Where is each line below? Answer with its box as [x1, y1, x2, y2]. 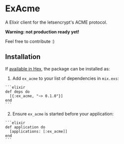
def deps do [5, 89, 30, 94]
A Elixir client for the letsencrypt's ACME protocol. [5, 19, 108, 25]
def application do [5, 124, 46, 130]
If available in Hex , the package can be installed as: [5, 66, 110, 72]
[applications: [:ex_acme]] [9, 129, 68, 134]
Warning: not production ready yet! [5, 29, 79, 35]
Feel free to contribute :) [5, 38, 55, 44]
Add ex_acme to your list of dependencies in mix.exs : [12, 75, 119, 81]
